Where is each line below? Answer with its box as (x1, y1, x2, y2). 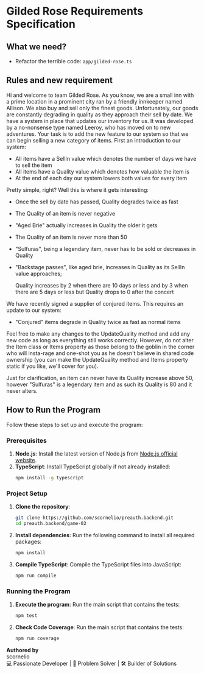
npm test (15, 612, 38, 619)
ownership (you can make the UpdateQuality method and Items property (6, 356, 189, 363)
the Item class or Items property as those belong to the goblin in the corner (6, 343, 195, 350)
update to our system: (6, 306, 62, 314)
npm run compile (15, 573, 57, 579)
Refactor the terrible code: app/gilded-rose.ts (15, 58, 132, 65)
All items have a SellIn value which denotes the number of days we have (15, 155, 197, 162)
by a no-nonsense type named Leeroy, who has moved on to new (6, 124, 171, 131)
